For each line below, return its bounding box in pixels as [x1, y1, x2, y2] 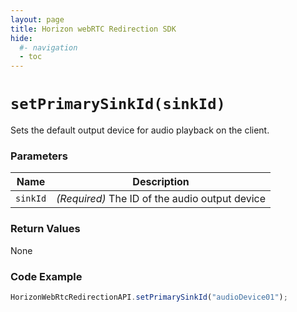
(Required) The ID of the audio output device [56, 192, 267, 206]
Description [132, 175, 190, 189]
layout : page [10, 14, 65, 25]
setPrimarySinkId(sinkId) [10, 95, 226, 114]
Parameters [10, 149, 68, 163]
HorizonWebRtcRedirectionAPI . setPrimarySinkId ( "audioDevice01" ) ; [10, 292, 288, 302]
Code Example [10, 269, 83, 283]
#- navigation [19, 42, 78, 53]
